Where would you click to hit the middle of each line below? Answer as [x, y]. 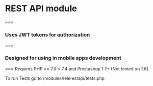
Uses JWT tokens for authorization [48, 35]
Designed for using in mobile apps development [63, 58]
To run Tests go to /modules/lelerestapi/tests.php [55, 78]
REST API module [41, 9]
